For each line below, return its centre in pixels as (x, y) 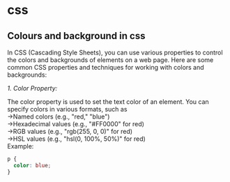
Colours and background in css (76, 36)
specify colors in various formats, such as (67, 109)
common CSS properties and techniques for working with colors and (106, 67)
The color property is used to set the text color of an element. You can (108, 102)
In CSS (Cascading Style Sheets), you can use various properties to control (115, 52)
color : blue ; (32, 165)
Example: (21, 146)
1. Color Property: (32, 88)
